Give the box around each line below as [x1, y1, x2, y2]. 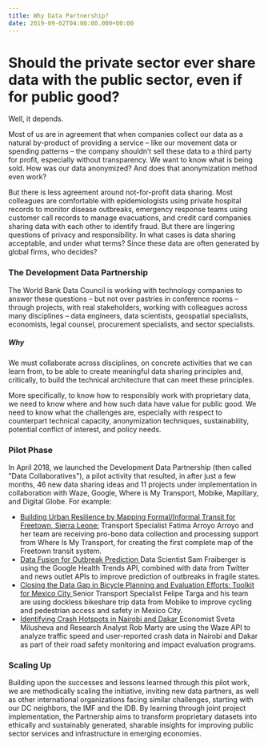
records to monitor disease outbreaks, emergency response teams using [8, 205, 248, 215]
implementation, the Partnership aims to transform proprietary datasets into [8, 712, 258, 721]
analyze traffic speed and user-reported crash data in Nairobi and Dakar [19, 632, 258, 640]
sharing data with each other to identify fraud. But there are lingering [8, 222, 235, 231]
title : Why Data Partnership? [8, 11, 110, 20]
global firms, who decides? [8, 247, 98, 257]
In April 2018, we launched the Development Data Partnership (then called [8, 463, 252, 472]
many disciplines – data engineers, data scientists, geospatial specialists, [8, 311, 250, 320]
